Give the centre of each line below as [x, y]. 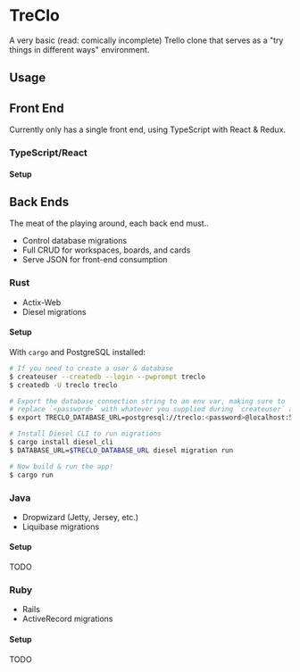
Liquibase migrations [61, 527]
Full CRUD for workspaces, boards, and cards [106, 250]
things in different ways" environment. [79, 49]
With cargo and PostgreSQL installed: [77, 352]
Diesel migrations [54, 311]
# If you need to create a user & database [92, 368]
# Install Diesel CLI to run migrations [86, 434]
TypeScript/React [48, 153]
